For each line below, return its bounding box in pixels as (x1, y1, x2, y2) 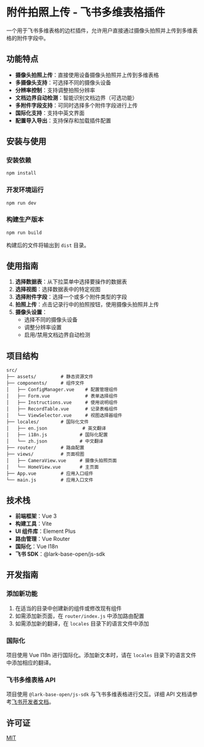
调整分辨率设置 (24, 323, 62, 331)
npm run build (6, 229, 42, 236)
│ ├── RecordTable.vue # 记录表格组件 (6, 406, 118, 412)
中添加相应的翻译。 (6, 659, 55, 666)
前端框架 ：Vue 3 (15, 512, 57, 520)
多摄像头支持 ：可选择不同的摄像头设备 (15, 78, 111, 86)
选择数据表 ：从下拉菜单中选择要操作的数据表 (15, 278, 127, 286)
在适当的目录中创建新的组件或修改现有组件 (15, 604, 122, 611)
